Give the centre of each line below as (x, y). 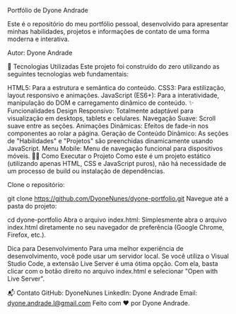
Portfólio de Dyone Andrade (48, 10)
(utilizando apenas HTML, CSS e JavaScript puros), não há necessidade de (117, 163)
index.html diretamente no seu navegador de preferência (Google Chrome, (116, 227)
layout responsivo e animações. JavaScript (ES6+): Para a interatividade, (113, 95)
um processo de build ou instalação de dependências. (86, 171)
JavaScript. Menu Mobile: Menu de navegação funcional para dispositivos (115, 148)
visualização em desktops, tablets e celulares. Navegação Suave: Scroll (112, 118)
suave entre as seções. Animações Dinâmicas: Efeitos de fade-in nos (108, 126)
